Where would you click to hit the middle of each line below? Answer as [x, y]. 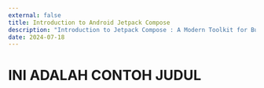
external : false [35, 15]
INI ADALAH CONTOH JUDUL [105, 76]
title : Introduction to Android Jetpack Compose [89, 23]
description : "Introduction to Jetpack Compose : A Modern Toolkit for [128, 30]
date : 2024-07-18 [37, 37]
